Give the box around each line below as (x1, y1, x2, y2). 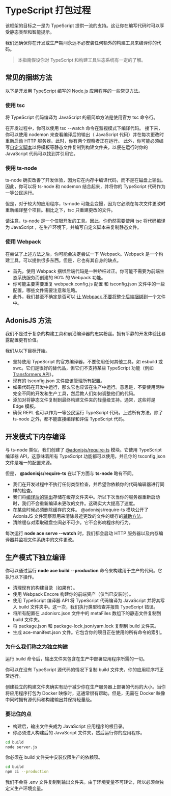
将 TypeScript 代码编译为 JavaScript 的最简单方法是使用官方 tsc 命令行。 (5, 114, 158, 120)
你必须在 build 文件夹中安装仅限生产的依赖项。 (5, 754, 103, 760)
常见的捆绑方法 (5, 73, 52, 82)
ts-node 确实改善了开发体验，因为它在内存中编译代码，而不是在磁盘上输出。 (5, 177, 166, 183)
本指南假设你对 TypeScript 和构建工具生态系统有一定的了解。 (17, 57, 146, 63)
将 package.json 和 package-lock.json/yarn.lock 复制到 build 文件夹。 (12, 623, 159, 629)
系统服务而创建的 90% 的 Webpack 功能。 (17, 274, 106, 280)
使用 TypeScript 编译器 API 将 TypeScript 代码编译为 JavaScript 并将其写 (12, 597, 165, 604)
